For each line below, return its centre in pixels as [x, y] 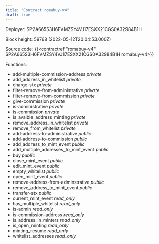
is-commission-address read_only [49, 215]
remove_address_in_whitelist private [51, 123]
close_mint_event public [38, 160]
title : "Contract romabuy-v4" [37, 10]
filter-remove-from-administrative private [56, 90]
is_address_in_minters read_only [47, 220]
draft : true [18, 15]
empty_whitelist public [36, 171]
